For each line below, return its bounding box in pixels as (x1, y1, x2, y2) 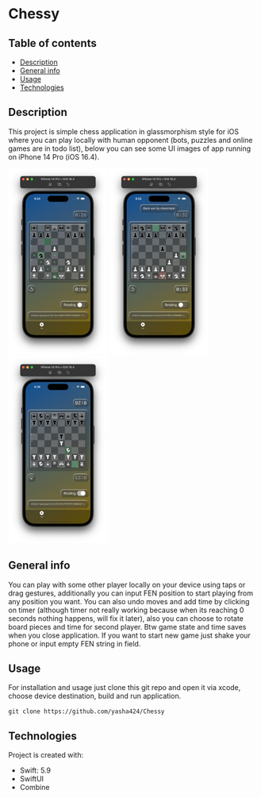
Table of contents (8, 37, 97, 50)
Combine (19, 783, 50, 792)
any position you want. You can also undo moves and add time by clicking (8, 596, 250, 606)
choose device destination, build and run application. (8, 692, 182, 701)
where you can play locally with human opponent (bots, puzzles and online (8, 135, 253, 145)
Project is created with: (8, 750, 84, 760)
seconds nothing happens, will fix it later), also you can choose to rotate (8, 613, 244, 623)
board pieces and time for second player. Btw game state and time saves (8, 622, 247, 631)
